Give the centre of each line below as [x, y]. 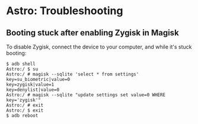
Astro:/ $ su [22, 69]
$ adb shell [21, 64]
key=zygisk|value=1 [30, 84]
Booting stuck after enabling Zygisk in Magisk [92, 33]
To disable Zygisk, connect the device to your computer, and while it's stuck [99, 47]
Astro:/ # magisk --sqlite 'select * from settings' [73, 74]
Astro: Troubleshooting [65, 11]
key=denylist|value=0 [33, 90]
